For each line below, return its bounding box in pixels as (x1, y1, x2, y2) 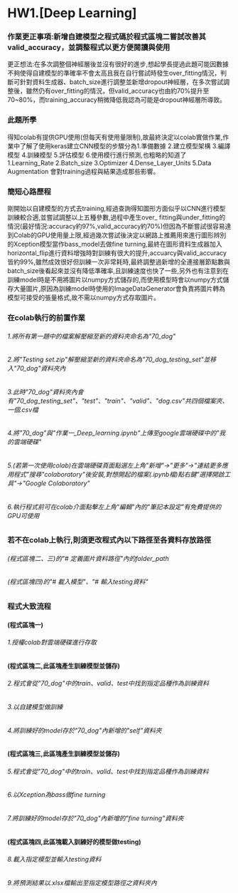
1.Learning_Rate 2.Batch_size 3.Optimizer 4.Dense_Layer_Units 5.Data (7, 158, 212, 167)
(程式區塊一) (7, 620, 44, 629)
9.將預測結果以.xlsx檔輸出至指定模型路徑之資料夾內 (7, 878, 158, 887)
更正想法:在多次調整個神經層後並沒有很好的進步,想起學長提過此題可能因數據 (7, 60, 229, 68)
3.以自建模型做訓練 (7, 703, 63, 711)
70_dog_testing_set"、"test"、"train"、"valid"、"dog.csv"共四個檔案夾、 (16, 396, 229, 405)
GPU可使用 (7, 511, 40, 520)
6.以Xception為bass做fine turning (7, 790, 106, 799)
